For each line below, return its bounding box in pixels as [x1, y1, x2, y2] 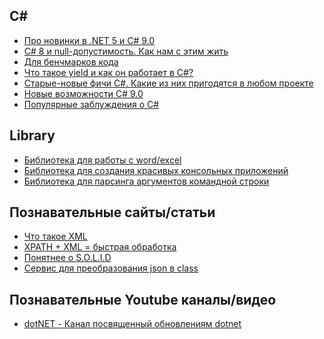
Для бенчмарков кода [23, 55, 119, 68]
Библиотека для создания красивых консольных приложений [23, 164, 289, 176]
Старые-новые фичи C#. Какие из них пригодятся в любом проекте [23, 77, 314, 89]
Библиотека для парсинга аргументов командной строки [23, 175, 270, 187]
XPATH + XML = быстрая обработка [23, 241, 177, 253]
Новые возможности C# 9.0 [23, 87, 144, 99]
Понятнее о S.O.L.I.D [23, 252, 112, 264]
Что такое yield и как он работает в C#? [23, 66, 194, 78]
